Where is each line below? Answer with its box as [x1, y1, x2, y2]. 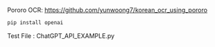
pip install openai [7, 19, 64, 26]
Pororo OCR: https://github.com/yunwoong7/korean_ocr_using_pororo [7, 6, 208, 14]
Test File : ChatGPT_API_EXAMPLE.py [7, 31, 115, 40]
